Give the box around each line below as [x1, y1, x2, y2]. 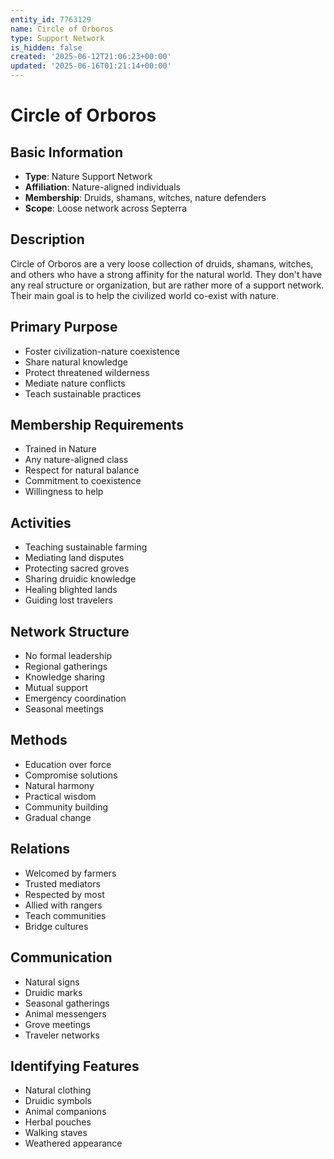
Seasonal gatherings [24, 997, 110, 1009]
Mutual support [24, 682, 89, 694]
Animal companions [24, 1106, 107, 1118]
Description [10, 231, 85, 248]
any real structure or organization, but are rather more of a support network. [10, 279, 325, 291]
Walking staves [24, 1127, 88, 1139]
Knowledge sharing [24, 671, 106, 683]
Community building [24, 801, 108, 813]
